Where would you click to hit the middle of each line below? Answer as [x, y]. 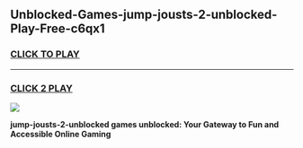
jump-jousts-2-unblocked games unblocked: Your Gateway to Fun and [145, 124]
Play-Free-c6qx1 [58, 29]
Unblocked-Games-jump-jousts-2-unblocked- [144, 15]
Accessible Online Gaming [61, 134]
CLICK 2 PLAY [41, 88]
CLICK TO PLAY [45, 55]
